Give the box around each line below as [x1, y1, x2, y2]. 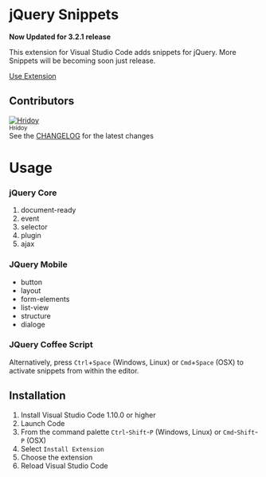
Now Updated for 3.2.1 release [9, 32, 111, 41]
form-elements [20, 294, 70, 303]
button [20, 277, 43, 287]
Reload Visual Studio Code [20, 460, 108, 471]
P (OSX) [20, 436, 47, 445]
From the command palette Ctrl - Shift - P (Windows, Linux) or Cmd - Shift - [20, 427, 258, 436]
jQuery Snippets [9, 6, 119, 24]
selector [20, 222, 49, 232]
